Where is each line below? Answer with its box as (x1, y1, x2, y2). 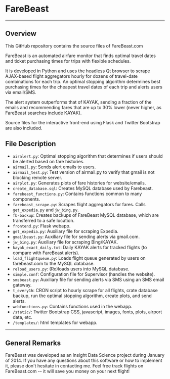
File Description (5, 139, 56, 148)
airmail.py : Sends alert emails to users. (12, 164, 96, 170)
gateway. (12, 281, 32, 288)
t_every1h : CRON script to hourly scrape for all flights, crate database (12, 287, 158, 293)
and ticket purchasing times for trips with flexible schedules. (5, 58, 131, 64)
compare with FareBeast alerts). (12, 250, 79, 256)
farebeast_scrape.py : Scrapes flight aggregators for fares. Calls (12, 201, 146, 207)
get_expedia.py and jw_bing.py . (12, 207, 79, 213)
